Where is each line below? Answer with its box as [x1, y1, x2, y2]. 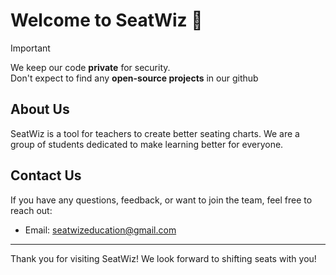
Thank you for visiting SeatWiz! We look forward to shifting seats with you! [10, 252, 317, 264]
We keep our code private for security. [10, 61, 171, 73]
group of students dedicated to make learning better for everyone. [10, 138, 284, 150]
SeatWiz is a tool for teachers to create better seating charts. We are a [10, 127, 300, 139]
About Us [10, 101, 70, 118]
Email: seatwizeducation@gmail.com [24, 224, 177, 236]
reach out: [10, 204, 53, 216]
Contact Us [10, 167, 82, 184]
